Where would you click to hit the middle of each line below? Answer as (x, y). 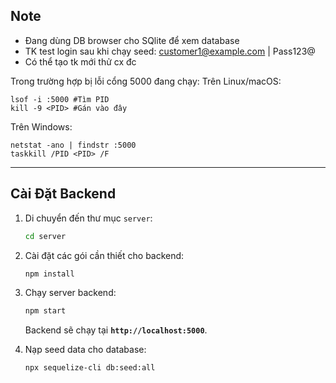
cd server (45, 236)
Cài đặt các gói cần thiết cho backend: (104, 255)
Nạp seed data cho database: (85, 350)
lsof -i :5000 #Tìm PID (60, 99)
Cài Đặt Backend (63, 194)
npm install (49, 274)
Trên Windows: (41, 126)
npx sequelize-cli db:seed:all (90, 368)
